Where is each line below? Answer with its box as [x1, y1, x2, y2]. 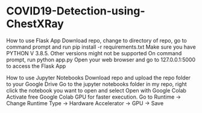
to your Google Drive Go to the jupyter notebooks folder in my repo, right [6, 80, 187, 88]
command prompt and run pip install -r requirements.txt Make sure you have [6, 43, 196, 50]
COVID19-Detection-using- [6, 4, 146, 18]
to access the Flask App [6, 62, 66, 70]
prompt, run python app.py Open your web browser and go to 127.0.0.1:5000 [6, 56, 196, 63]
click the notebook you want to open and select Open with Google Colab [6, 87, 187, 94]
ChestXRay [6, 17, 65, 31]
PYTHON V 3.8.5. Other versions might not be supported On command [6, 49, 182, 56]
